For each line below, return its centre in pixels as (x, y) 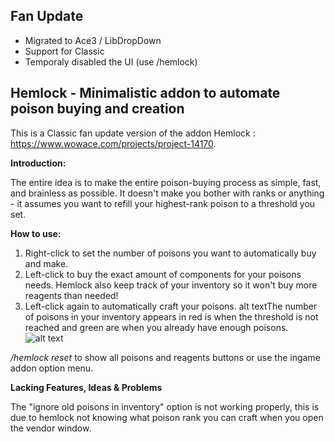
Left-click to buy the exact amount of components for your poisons (163, 274)
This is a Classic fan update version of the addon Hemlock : (133, 133)
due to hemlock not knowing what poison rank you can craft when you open (167, 417)
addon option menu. (52, 368)
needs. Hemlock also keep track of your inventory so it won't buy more (171, 285)
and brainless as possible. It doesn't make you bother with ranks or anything (167, 193)
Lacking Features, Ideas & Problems (86, 387)
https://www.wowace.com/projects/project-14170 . (113, 143)
